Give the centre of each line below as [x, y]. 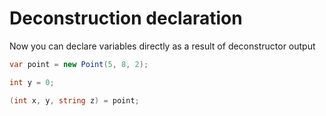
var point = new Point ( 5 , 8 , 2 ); [79, 64]
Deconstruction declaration [126, 18]
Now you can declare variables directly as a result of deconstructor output [162, 46]
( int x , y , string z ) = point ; [74, 100]
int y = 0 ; [32, 82]
